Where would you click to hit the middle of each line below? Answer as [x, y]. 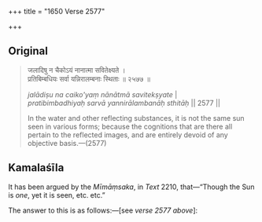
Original [28, 51]
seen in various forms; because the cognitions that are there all [130, 126]
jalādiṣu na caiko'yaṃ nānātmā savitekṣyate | [102, 94]
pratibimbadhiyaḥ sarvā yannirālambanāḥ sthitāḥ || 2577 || [124, 103]
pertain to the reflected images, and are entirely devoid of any [127, 135]
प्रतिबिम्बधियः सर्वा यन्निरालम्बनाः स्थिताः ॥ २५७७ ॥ [89, 78]
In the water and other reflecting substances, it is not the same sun [136, 118]
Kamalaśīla [36, 168]
